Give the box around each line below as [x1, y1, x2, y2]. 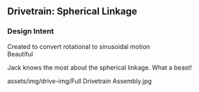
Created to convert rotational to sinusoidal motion [7, 42, 151, 51]
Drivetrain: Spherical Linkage [7, 6, 138, 17]
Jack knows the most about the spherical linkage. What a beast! [7, 63, 193, 72]
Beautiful [7, 49, 34, 58]
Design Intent [7, 26, 55, 36]
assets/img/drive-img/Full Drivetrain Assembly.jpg [7, 77, 152, 85]
